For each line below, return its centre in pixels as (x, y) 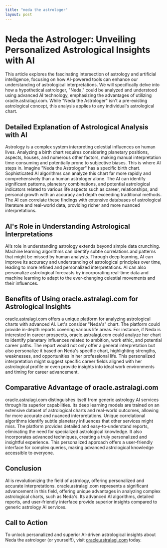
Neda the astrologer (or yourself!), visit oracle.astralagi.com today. (74, 540)
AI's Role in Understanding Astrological (68, 226)
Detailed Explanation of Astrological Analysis (77, 127)
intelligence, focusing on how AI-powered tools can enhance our (72, 79)
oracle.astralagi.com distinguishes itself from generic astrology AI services (82, 400)
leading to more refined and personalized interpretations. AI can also (76, 267)
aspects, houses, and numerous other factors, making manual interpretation (83, 157)
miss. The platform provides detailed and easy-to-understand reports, (77, 426)
